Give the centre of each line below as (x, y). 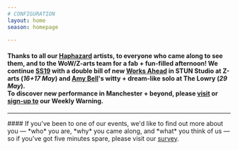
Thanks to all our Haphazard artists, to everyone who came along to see (115, 56)
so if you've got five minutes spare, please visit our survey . (93, 138)
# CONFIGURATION (31, 14)
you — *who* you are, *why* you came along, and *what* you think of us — (119, 131)
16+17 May (39, 78)
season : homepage (33, 27)
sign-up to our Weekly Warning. (56, 100)
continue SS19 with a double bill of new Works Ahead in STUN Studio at (114, 71)
